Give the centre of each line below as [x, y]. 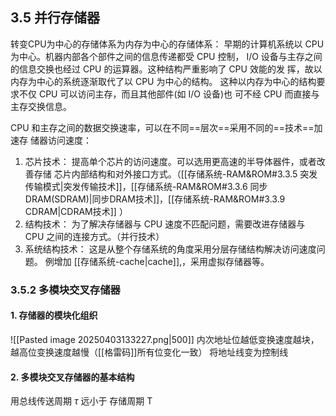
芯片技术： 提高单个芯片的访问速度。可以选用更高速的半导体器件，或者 [170, 161]
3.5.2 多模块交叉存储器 [65, 290]
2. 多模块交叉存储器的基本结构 [72, 377]
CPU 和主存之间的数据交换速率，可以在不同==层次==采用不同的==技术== [162, 127]
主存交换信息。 [41, 106]
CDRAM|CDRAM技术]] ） [76, 211]
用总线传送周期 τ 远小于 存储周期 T [81, 401]
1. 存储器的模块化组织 [54, 315]
